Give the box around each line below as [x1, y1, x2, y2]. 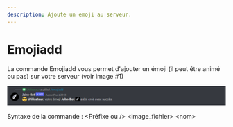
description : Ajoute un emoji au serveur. [7, 11, 132, 18]
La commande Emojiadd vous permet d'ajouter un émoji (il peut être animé [7, 64, 221, 72]
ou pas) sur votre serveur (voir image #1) [7, 72, 124, 80]
